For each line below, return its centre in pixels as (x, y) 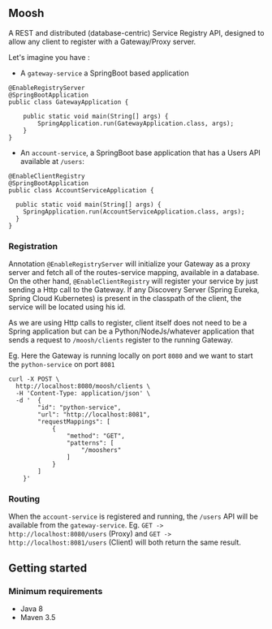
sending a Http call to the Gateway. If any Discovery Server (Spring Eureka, (134, 290)
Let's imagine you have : (49, 57)
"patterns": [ (90, 443)
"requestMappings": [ (74, 422)
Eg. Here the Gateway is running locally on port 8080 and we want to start (131, 355)
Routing (24, 499)
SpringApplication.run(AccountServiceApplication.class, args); (134, 211)
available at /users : (52, 161)
